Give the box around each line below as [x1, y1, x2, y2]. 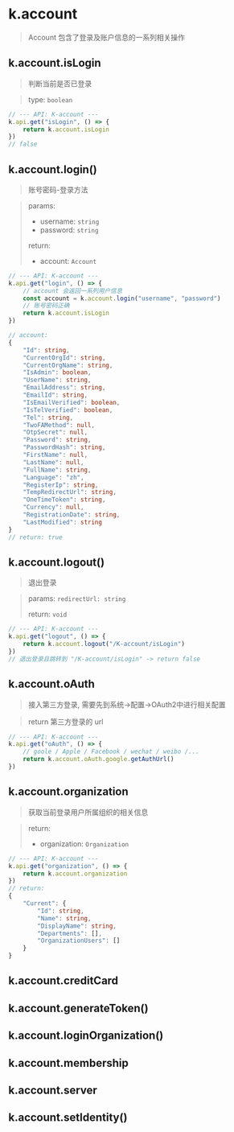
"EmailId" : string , [23, 391, 88, 399]
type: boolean [27, 94, 73, 105]
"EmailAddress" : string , [23, 384, 106, 392]
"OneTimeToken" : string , [23, 496, 106, 504]
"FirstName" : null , [23, 451, 88, 459]
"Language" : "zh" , [23, 473, 84, 481]
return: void [27, 609, 68, 620]
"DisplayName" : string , [37, 922, 117, 930]
